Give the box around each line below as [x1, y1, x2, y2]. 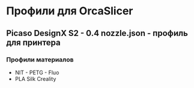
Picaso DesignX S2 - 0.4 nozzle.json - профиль [6, 28, 188, 38]
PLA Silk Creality [14, 75, 56, 82]
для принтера [6, 37, 61, 47]
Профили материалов [6, 55, 74, 63]
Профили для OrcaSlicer [6, 4, 133, 18]
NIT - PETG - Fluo [14, 69, 59, 76]
